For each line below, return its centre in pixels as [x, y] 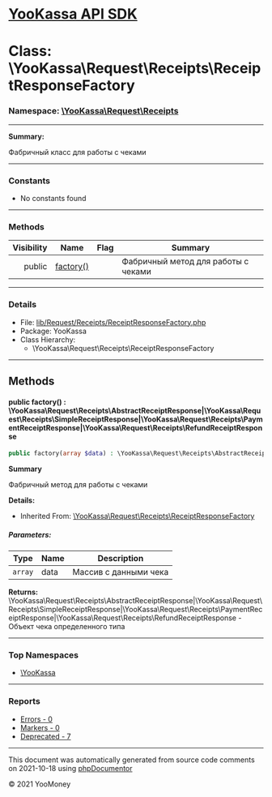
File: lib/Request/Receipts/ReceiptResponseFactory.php [113, 322]
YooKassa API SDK [73, 14]
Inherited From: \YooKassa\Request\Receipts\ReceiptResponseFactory [137, 516]
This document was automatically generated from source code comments [132, 760]
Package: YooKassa [53, 331]
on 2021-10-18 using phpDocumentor [70, 768]
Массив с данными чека [121, 572]
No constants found [53, 198]
